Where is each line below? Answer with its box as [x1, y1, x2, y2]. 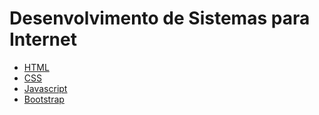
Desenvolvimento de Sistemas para [9, 7, 311, 30]
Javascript [23, 82, 68, 94]
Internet [9, 28, 77, 51]
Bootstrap [23, 93, 65, 105]
